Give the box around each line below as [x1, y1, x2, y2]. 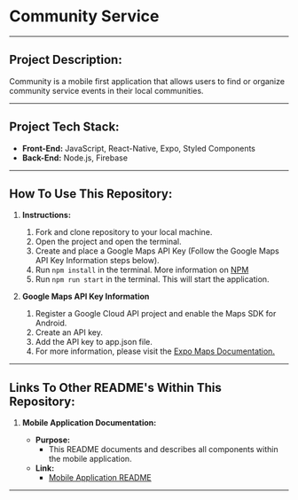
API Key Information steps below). [35, 255, 160, 266]
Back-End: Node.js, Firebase [21, 152, 129, 163]
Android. [35, 317, 67, 329]
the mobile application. [48, 454, 132, 465]
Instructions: [21, 210, 71, 221]
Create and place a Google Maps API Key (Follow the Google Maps [35, 246, 279, 256]
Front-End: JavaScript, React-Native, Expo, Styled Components [21, 143, 255, 153]
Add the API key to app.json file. [35, 337, 153, 348]
